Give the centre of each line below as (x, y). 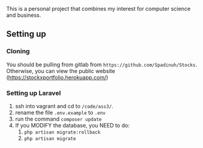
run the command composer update (58, 119)
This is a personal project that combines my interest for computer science (98, 9)
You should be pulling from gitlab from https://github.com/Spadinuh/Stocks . (102, 64)
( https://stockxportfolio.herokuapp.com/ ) (57, 77)
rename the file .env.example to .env (60, 112)
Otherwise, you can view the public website (61, 71)
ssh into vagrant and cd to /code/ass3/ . (64, 106)
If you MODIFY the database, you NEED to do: (72, 125)
